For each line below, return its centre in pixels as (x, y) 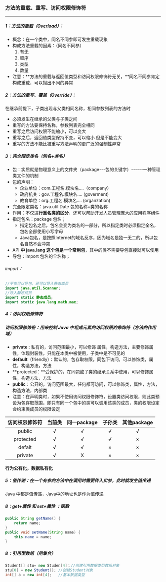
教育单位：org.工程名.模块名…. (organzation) (65, 201)
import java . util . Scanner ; (33, 289)
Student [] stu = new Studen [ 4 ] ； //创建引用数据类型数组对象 (62, 566)
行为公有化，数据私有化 (29, 468)
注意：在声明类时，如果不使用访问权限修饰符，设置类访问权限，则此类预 (86, 397)
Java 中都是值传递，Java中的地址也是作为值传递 (54, 494)
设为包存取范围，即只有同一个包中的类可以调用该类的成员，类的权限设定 (86, 403)
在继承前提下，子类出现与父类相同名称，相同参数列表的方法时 (68, 109)
